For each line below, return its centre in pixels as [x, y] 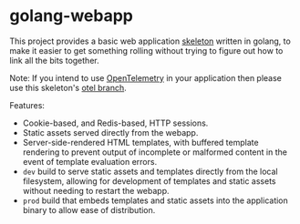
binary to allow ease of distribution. [89, 209]
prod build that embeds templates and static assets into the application [155, 200]
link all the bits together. [54, 60]
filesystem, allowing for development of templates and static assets [149, 181]
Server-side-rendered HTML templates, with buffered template [140, 142]
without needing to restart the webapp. [96, 190]
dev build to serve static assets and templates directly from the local [150, 171]
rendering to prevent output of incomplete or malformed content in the [155, 152]
